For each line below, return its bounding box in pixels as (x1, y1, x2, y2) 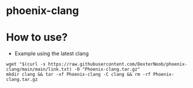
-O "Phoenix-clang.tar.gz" (74, 66, 141, 72)
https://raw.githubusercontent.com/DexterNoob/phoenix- (48, 61, 188, 68)
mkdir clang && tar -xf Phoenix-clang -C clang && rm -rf (6, 72, 151, 78)
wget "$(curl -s (6, 61, 46, 68)
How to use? (6, 31, 68, 44)
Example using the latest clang (14, 50, 89, 57)
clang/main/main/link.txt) (6, 66, 72, 72)
